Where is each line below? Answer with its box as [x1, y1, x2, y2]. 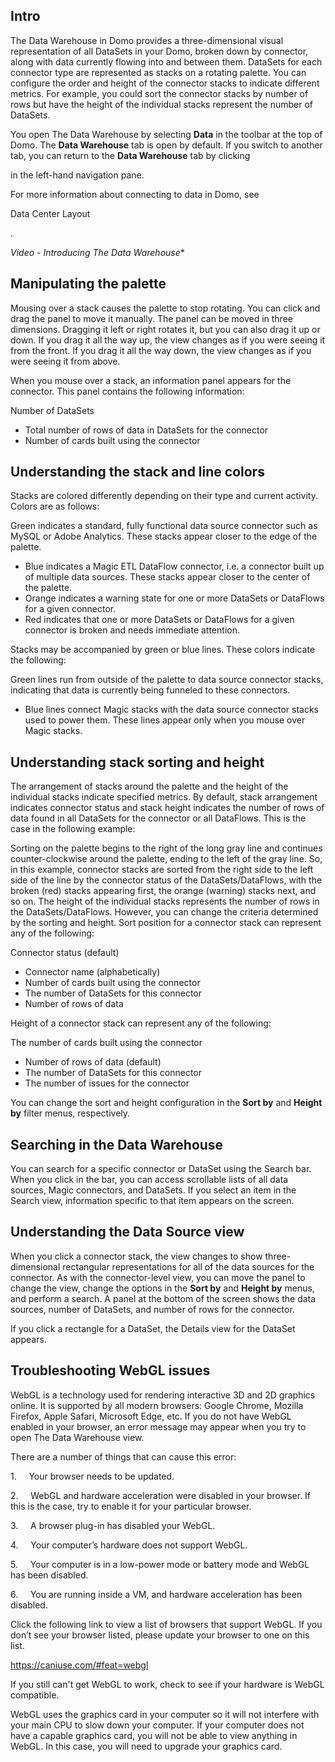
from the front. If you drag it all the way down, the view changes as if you [10, 344, 312, 356]
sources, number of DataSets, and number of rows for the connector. [10, 1303, 295, 1315]
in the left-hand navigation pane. [10, 169, 145, 181]
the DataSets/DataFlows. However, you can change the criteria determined [10, 906, 319, 918]
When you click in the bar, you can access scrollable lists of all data [10, 1174, 289, 1186]
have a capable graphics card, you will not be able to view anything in [10, 1729, 298, 1741]
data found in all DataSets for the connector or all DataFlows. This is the [10, 812, 307, 824]
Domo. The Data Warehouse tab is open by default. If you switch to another [10, 139, 323, 151]
